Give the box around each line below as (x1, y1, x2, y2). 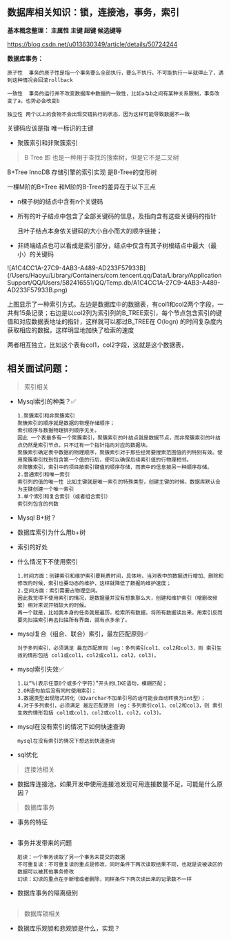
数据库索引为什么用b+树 (17, 528, 86, 536)
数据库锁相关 (23, 909, 61, 918)
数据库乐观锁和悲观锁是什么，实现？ (17, 924, 121, 932)
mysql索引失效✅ (17, 665, 64, 673)
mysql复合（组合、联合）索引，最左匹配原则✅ (17, 629, 148, 638)
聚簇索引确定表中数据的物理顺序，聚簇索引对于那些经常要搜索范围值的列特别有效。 (17, 448, 218, 456)
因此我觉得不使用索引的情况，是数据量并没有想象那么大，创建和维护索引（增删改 (17, 594, 212, 601)
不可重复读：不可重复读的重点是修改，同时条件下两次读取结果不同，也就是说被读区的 (17, 861, 223, 868)
